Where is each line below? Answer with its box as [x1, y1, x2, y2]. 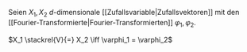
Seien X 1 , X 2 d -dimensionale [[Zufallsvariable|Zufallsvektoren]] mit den [8, 8, 240, 19]
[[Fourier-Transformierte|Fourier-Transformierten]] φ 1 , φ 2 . [8, 17, 196, 29]
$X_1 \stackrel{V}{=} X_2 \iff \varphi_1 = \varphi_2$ [8, 35, 173, 44]
